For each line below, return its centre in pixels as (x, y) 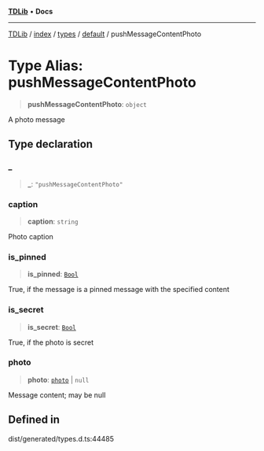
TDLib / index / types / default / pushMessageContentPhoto (105, 34)
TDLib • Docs (31, 11)
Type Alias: (46, 66)
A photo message (37, 119)
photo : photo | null (58, 379)
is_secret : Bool (51, 327)
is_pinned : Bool (53, 274)
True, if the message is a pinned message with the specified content (119, 290)
